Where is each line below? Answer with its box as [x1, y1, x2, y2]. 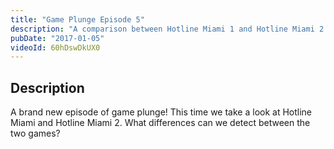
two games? [10, 127, 61, 140]
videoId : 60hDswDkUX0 [10, 42, 101, 53]
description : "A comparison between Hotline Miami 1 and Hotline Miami [10, 24, 315, 34]
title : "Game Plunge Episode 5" [10, 14, 145, 25]
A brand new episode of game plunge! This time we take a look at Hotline [10, 106, 313, 118]
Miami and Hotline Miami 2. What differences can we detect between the [10, 117, 311, 129]
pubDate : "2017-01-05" [10, 33, 105, 43]
